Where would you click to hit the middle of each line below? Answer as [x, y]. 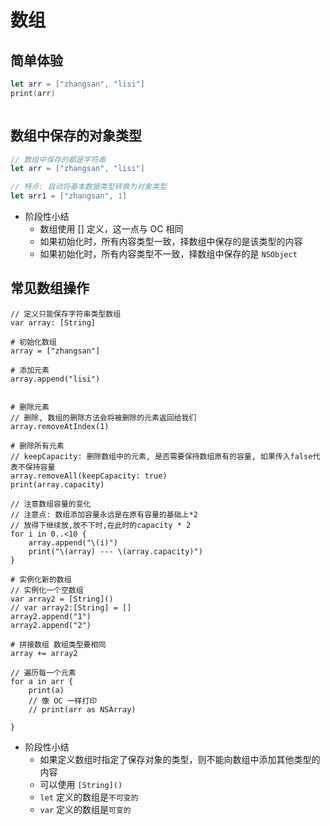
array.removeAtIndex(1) [60, 426]
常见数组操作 [50, 288]
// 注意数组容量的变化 [51, 504]
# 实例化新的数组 [41, 579]
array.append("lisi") [55, 379]
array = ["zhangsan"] [55, 351]
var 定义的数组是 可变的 [85, 809]
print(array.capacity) [57, 484]
